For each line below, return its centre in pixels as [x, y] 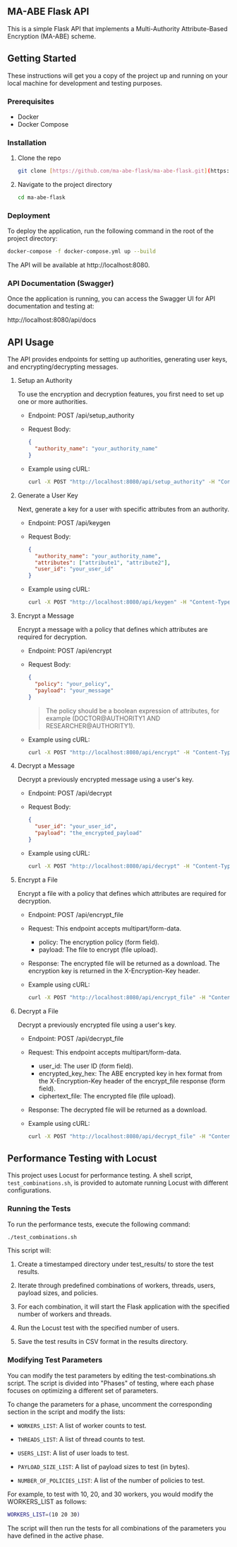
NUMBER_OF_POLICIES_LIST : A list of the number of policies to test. [111, 1480]
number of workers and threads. [64, 1314]
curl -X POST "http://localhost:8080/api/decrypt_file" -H [117, 1136]
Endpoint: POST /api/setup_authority [81, 415]
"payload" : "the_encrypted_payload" [88, 833]
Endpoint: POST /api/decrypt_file [76, 1038]
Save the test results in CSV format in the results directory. [103, 1342]
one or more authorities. [53, 402]
